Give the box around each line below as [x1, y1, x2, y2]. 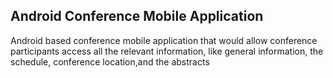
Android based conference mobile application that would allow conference [10, 34, 318, 46]
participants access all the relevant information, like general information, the [10, 45, 324, 57]
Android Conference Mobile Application [10, 8, 264, 25]
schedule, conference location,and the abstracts [10, 55, 210, 68]
